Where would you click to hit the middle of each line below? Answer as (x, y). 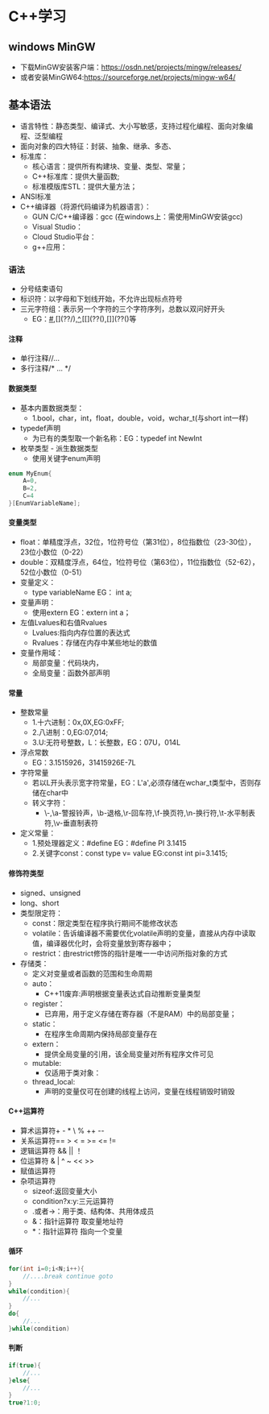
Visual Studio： (57, 226)
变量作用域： (41, 653)
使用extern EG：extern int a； (81, 612)
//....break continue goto (68, 1276)
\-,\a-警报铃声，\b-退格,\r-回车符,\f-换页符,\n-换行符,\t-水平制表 (149, 813)
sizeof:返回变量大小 (64, 1191)
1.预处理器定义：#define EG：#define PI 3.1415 (109, 844)
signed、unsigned (50, 893)
